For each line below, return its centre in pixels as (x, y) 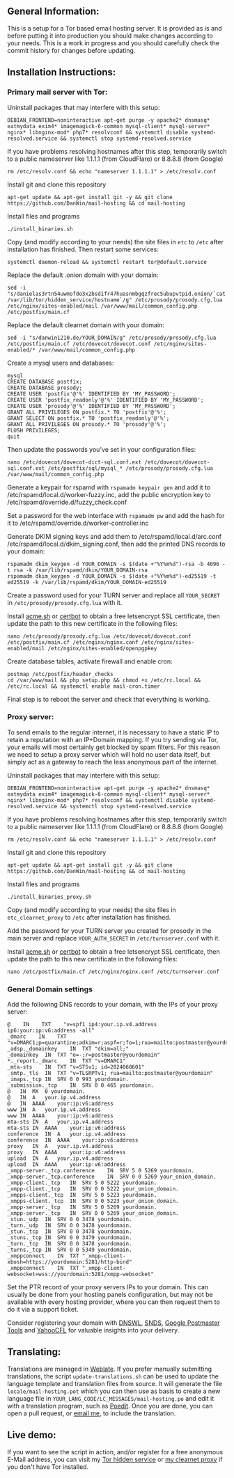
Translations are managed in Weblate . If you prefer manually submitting (110, 1369)
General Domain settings (50, 989)
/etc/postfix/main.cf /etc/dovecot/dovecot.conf (79, 344)
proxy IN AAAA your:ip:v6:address (67, 1153)
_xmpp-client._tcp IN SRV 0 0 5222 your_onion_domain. (93, 1189)
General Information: (53, 11)
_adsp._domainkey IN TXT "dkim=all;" (68, 1049)
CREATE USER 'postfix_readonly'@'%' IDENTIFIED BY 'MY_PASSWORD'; (106, 400)
